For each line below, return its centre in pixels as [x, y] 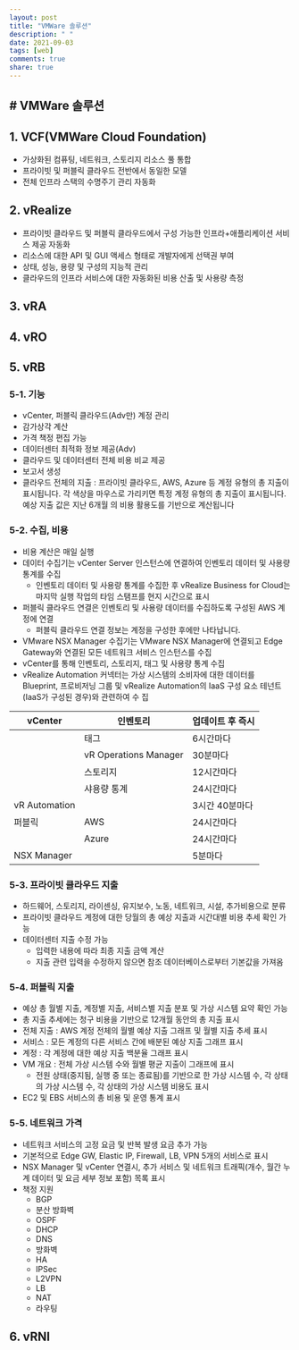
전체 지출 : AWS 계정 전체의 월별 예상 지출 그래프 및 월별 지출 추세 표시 [145, 1031]
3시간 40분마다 [222, 806]
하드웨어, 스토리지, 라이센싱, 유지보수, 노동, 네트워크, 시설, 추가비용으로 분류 [154, 906]
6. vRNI [30, 1336]
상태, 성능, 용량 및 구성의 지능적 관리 [85, 266]
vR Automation [45, 805]
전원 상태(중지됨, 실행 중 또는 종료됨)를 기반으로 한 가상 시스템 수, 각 [154, 1076]
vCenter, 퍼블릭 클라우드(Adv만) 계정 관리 [96, 416]
